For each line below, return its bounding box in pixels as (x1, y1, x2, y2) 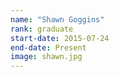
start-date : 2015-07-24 (10, 33, 110, 43)
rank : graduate (10, 24, 74, 34)
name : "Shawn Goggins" (10, 14, 105, 25)
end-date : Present (10, 42, 87, 53)
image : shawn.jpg (10, 52, 83, 62)
